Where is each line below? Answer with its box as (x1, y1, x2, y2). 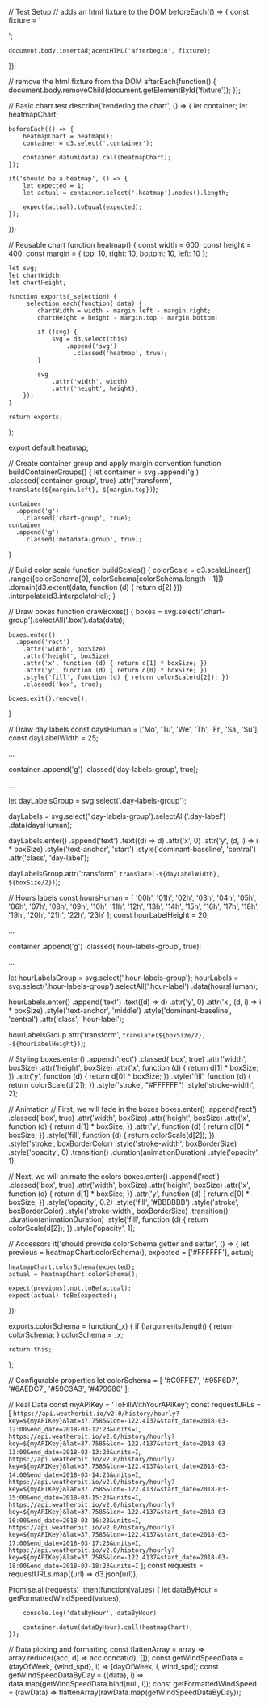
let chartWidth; (8, 271, 63, 279)
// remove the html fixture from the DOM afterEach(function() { (8, 77, 216, 86)
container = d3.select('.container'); (23, 139, 153, 147)
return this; (8, 1346, 53, 1354)
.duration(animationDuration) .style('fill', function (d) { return (8, 1215, 208, 1224)
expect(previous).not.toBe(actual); (8, 1284, 132, 1292)
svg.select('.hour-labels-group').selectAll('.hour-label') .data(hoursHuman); (8, 982, 258, 990)
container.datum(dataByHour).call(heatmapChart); (23, 1623, 194, 1631)
